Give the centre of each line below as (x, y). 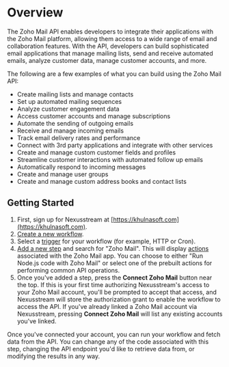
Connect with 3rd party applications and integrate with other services (115, 145)
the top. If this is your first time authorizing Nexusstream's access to (113, 284)
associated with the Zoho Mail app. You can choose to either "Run (110, 256)
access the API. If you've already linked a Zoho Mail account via (107, 306)
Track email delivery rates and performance (79, 137)
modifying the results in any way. (54, 356)
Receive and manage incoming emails (70, 131)
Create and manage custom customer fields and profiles (96, 152)
